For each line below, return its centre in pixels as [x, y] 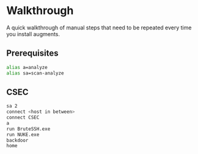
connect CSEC [23, 118]
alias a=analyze [27, 67]
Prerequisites [32, 53]
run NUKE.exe [23, 134]
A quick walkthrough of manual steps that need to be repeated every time [99, 28]
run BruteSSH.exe [28, 129]
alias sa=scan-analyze [35, 73]
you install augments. [33, 34]
